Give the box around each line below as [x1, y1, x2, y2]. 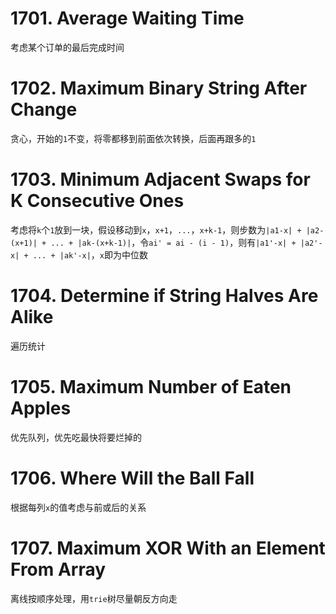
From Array [10, 558, 107, 581]
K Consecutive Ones [10, 190, 185, 212]
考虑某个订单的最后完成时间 [10, 41, 125, 53]
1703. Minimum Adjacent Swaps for [10, 168, 311, 191]
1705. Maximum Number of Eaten [10, 375, 292, 398]
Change [10, 98, 78, 121]
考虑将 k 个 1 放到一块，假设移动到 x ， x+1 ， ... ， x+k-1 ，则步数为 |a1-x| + [10, 223, 302, 236]
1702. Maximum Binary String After [10, 77, 308, 100]
